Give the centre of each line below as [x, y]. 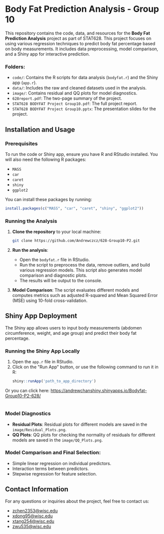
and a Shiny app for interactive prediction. [47, 54]
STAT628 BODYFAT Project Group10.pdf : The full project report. [75, 104]
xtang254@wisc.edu [33, 521]
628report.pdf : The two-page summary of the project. [67, 98]
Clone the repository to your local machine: [57, 232]
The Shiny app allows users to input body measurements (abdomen [74, 327]
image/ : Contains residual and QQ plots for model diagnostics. [75, 93]
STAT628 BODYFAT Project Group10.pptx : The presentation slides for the [84, 109]
